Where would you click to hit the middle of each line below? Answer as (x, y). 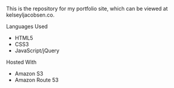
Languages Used (27, 26)
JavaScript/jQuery (37, 51)
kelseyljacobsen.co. (31, 15)
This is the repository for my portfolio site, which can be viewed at (87, 9)
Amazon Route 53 (37, 80)
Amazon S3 (29, 73)
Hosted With (21, 62)
